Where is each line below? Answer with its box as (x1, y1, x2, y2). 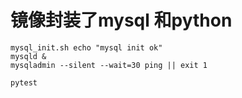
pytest (10, 77, 38, 88)
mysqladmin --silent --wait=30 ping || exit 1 (10, 60, 208, 70)
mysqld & (10, 51, 47, 61)
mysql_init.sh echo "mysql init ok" (10, 42, 163, 53)
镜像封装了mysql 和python (10, 9, 233, 32)
